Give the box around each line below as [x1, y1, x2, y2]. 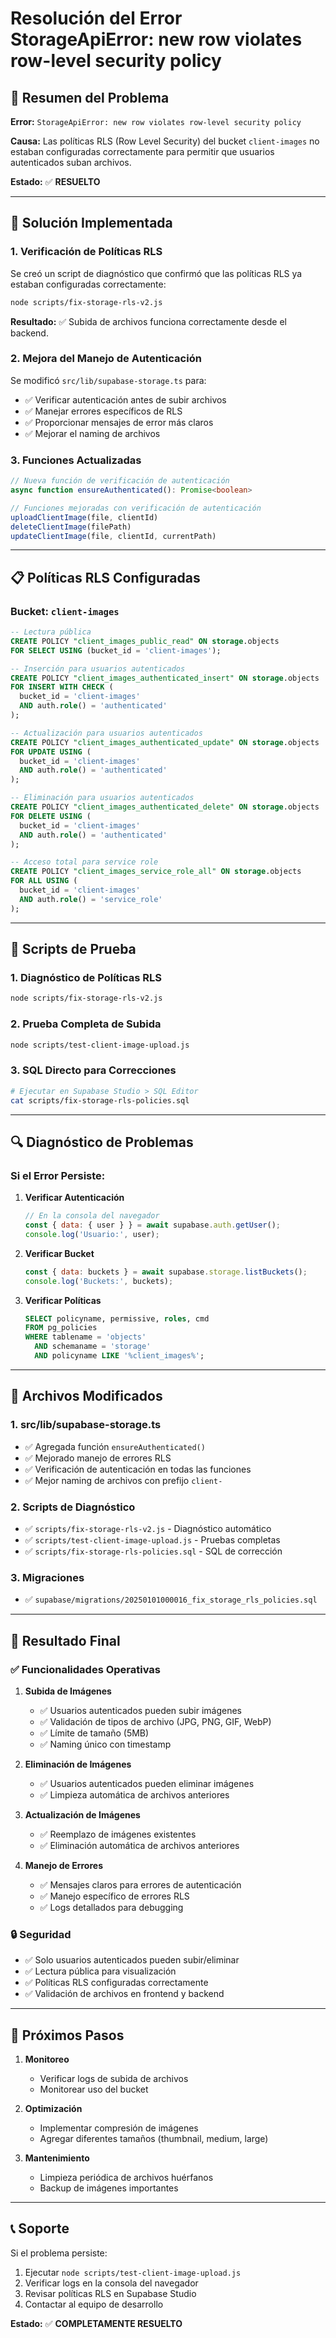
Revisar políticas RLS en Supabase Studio [24, 2287, 197, 2299]
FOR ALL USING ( [10, 876, 78, 886]
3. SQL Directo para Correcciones [10, 1063, 177, 1077]
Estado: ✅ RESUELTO [10, 176, 101, 187]
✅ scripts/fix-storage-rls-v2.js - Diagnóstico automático [24, 1522, 272, 1534]
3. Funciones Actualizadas [10, 453, 142, 467]
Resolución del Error [10, 7, 183, 30]
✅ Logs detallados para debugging [39, 1901, 184, 1913]
